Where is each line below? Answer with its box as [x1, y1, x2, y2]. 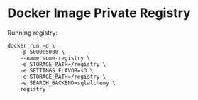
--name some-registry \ [20, 55, 91, 62]
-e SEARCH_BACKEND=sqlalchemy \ [20, 79, 116, 87]
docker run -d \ [7, 42, 55, 49]
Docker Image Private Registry [7, 5, 191, 21]
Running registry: [7, 28, 58, 37]
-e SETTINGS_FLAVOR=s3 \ [20, 67, 94, 74]
